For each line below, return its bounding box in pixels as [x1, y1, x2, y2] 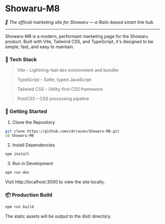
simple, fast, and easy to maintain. [5, 44, 75, 50]
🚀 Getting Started [5, 108, 48, 115]
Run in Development [12, 161, 54, 167]
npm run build [5, 204, 34, 209]
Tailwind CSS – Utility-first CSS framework [17, 86, 103, 92]
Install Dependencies [12, 142, 55, 148]
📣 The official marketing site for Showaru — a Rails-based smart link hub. [5, 19, 155, 25]
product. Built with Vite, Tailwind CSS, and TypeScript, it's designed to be [5, 38, 154, 44]
